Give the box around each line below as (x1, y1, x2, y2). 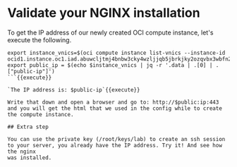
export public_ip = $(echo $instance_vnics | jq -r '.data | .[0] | (7, 61, 213, 68)
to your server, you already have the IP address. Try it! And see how (7, 142, 222, 149)
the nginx (7, 148, 37, 155)
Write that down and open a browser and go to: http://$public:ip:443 (7, 99, 219, 106)
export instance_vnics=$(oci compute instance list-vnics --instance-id (7, 49, 226, 56)
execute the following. (7, 35, 72, 44)
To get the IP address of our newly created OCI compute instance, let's (7, 28, 214, 37)
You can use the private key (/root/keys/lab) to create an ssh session (7, 135, 226, 142)
